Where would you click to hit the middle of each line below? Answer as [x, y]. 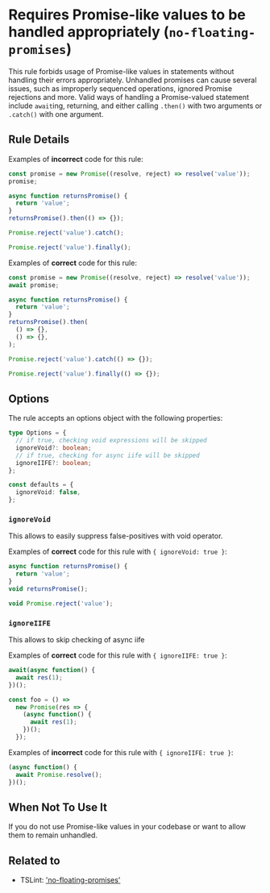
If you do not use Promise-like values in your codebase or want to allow [127, 827]
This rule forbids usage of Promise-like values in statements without [121, 71]
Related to [34, 860]
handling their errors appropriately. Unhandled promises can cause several [133, 80]
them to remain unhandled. [53, 835]
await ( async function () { [52, 671]
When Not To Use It [58, 807]
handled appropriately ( [89, 32]
